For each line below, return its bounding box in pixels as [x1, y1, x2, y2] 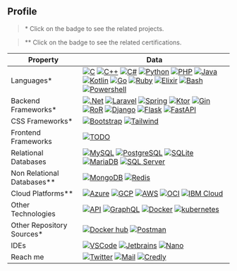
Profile [7, 6, 37, 18]
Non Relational [11, 168, 59, 178]
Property [28, 54, 59, 64]
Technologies [11, 208, 56, 218]
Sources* [11, 229, 44, 239]
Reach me [11, 252, 44, 262]
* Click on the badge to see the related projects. [24, 24, 164, 32]
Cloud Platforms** [11, 188, 74, 198]
